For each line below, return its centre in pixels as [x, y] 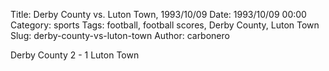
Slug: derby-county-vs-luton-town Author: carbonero [120, 35]
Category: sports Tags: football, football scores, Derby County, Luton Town [165, 25]
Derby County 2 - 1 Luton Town [75, 55]
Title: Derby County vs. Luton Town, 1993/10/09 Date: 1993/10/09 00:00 [158, 14]
